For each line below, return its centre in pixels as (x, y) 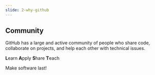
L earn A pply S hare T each (32, 58)
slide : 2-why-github (27, 10)
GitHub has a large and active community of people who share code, (78, 43)
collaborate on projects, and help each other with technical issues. (75, 48)
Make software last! (26, 68)
